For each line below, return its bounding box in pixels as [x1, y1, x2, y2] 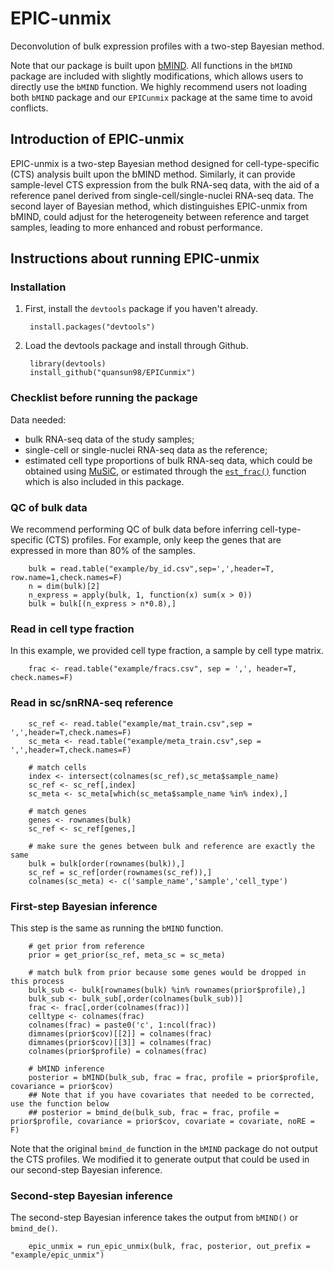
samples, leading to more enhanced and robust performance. [10, 221, 263, 233]
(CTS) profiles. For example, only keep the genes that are [45, 534, 282, 546]
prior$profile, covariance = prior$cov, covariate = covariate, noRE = [10, 1116, 315, 1126]
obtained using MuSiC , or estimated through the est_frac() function [24, 465, 307, 477]
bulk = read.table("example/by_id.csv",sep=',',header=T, [28, 564, 275, 574]
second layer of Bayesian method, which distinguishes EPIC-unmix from [10, 200, 308, 212]
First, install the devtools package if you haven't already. [24, 303, 258, 315]
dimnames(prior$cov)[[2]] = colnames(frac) [28, 1028, 213, 1039]
